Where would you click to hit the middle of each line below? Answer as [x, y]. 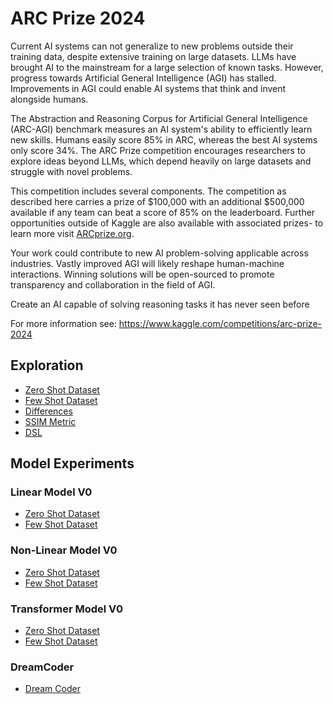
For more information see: [63, 323]
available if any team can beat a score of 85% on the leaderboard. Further [163, 212]
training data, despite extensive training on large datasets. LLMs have [153, 56]
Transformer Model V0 [66, 609]
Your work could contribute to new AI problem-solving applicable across [159, 253]
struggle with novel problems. [71, 171]
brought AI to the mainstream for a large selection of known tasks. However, [167, 67]
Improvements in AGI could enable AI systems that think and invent [148, 88]
